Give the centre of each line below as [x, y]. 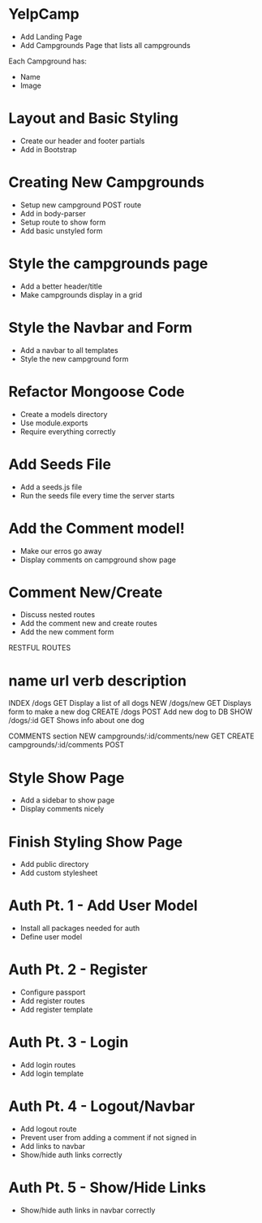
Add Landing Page [51, 37]
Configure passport [53, 992]
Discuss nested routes [58, 615]
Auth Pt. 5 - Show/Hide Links [107, 1188]
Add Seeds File [60, 464]
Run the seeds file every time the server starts [97, 495]
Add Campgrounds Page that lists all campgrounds [105, 45]
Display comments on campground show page [98, 559]
